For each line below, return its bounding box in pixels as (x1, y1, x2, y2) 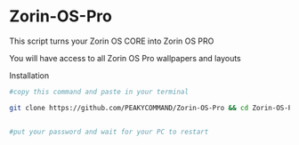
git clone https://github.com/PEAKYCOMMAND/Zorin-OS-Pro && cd (9, 103, 249, 112)
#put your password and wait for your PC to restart (9, 127, 209, 136)
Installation (9, 69, 50, 81)
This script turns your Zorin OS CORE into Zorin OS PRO (9, 36, 214, 46)
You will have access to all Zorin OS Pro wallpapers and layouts (9, 52, 242, 63)
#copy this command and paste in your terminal (9, 87, 190, 96)
